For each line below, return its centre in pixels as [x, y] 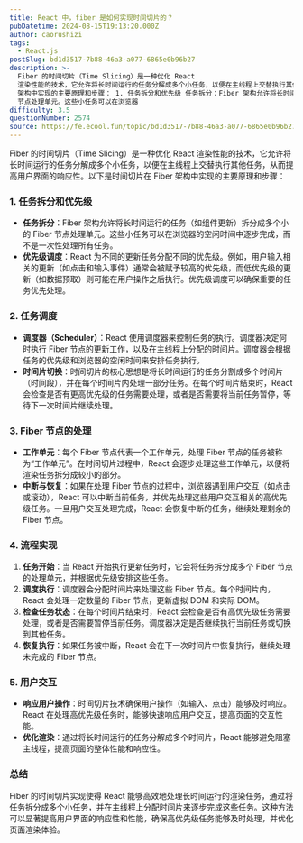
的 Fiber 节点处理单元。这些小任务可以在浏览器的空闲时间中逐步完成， [153, 234]
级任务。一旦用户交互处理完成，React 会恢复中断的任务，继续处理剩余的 [156, 508]
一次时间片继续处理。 [78, 405]
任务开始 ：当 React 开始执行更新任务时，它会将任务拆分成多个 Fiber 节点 [157, 567]
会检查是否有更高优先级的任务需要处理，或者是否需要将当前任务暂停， [153, 394]
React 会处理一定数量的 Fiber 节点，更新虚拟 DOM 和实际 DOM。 [143, 600]
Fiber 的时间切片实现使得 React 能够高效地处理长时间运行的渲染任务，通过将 [151, 795]
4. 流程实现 [33, 545]
